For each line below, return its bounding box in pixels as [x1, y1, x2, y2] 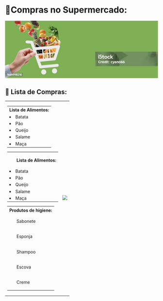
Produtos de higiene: [9, 207, 52, 213]
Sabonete [16, 218, 36, 224]
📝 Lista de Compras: [5, 87, 67, 96]
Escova [16, 264, 32, 270]
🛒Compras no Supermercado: [5, 4, 128, 16]
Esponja [16, 234, 33, 239]
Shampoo [16, 249, 36, 254]
